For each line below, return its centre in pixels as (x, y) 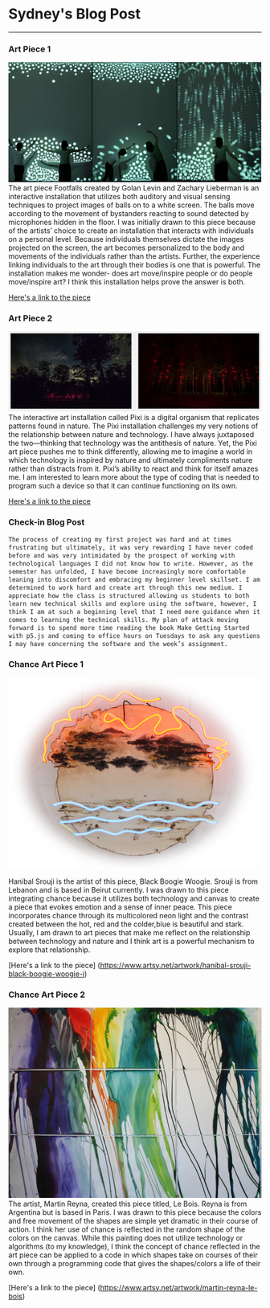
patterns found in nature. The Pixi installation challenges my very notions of (133, 426)
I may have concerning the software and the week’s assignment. (118, 644)
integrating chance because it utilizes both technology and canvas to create (134, 898)
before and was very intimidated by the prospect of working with (122, 556)
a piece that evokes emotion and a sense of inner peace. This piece (121, 907)
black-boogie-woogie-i (47, 974)
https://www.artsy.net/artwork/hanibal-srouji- (176, 965)
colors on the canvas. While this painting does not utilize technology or (126, 1237)
